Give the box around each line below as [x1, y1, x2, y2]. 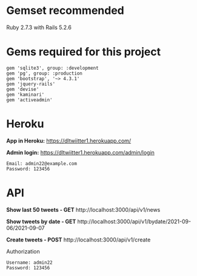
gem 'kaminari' [6, 92, 45, 98]
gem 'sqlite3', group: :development [6, 65, 99, 71]
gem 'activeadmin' [6, 96, 53, 103]
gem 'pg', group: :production [6, 70, 83, 76]
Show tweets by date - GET [6, 218, 76, 225]
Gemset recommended [6, 4, 124, 18]
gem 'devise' [6, 86, 39, 92]
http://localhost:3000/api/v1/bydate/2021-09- [77, 218, 192, 225]
